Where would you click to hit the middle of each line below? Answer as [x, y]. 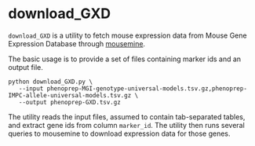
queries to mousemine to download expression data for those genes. [119, 133]
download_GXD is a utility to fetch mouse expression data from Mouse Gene [127, 35]
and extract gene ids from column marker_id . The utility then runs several [126, 125]
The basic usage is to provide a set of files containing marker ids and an [125, 59]
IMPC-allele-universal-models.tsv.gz [70, 95]
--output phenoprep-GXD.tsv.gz [70, 102]
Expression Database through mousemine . [77, 43]
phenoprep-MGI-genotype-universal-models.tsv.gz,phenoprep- [147, 88]
